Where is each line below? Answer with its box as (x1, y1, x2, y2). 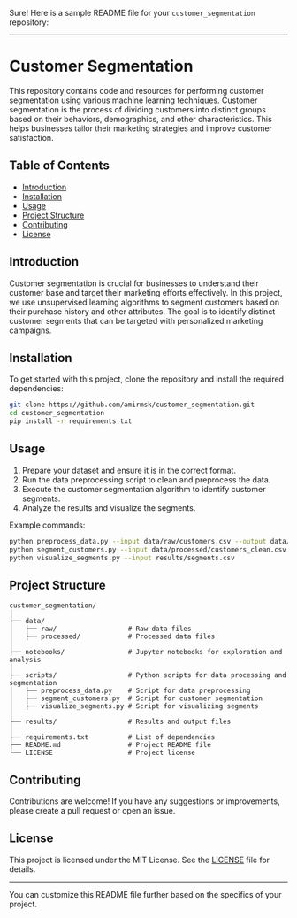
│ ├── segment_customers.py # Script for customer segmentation (9, 694, 263, 703)
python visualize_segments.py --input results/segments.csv (9, 553, 236, 562)
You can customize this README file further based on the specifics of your (9, 889, 282, 899)
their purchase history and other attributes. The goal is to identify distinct (9, 305, 276, 317)
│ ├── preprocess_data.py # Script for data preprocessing (9, 686, 251, 696)
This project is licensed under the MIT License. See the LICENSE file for (9, 854, 270, 865)
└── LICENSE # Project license (9, 748, 196, 758)
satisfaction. (9, 132, 55, 143)
